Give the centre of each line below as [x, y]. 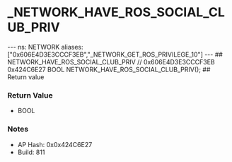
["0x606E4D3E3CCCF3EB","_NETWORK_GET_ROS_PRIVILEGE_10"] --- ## [115, 54]
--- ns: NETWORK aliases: [45, 47]
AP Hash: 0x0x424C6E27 [55, 144]
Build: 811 [31, 152]
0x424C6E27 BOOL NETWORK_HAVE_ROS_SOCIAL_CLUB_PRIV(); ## [109, 69]
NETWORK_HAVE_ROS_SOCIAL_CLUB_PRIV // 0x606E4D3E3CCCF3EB [111, 62]
